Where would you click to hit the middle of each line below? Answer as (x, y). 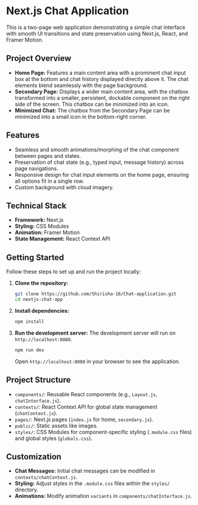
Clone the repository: (41, 283)
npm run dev (29, 350)
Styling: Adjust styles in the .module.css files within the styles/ (92, 484)
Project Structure (38, 380)
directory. (26, 490)
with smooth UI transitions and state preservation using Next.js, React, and (97, 33)
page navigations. (36, 168)
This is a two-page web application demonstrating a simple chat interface (96, 27)
